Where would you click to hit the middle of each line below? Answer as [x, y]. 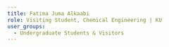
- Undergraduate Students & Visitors [69, 33]
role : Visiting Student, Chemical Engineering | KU [84, 20]
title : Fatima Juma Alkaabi [49, 13]
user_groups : [26, 26]
